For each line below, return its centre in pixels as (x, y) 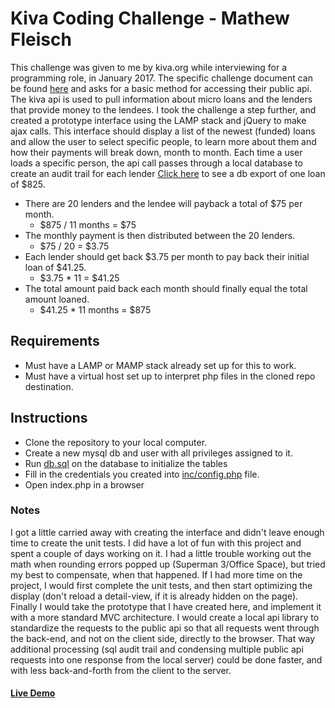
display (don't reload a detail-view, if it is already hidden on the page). (154, 596)
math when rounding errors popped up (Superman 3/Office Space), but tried (168, 564)
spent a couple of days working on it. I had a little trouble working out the (161, 553)
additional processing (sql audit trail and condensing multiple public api (157, 649)
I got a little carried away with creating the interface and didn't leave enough (167, 532)
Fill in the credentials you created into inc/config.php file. (142, 474)
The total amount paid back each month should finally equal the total (166, 288)
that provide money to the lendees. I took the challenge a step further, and (163, 109)
